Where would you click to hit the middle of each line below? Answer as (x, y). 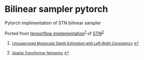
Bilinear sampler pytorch (56, 9)
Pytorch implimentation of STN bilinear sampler (53, 23)
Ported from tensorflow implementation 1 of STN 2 (54, 33)
